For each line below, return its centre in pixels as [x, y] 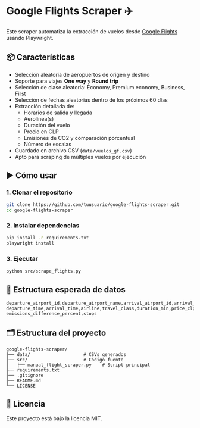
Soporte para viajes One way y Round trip [67, 81]
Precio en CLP [41, 132]
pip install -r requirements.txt [48, 238]
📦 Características [41, 57]
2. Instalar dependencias [43, 226]
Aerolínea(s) [39, 118]
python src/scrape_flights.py [44, 271]
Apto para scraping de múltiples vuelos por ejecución [80, 157]
